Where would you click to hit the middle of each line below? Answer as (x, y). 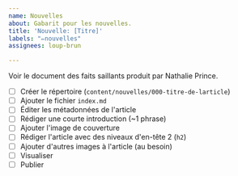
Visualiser (36, 155)
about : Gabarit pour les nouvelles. (70, 23)
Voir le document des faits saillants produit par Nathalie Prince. (113, 76)
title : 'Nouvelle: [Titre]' (56, 31)
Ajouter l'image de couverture (70, 128)
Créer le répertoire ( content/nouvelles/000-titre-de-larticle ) (125, 92)
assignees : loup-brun (45, 46)
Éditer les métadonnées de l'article (78, 110)
